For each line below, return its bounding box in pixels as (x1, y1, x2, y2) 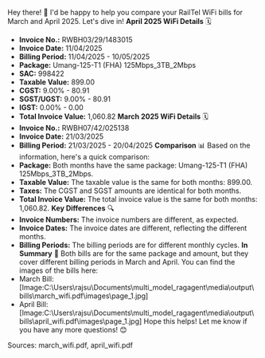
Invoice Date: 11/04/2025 (18, 44, 103, 53)
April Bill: (18, 300, 49, 309)
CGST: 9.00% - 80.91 (18, 86, 90, 95)
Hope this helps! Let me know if (143, 317, 247, 326)
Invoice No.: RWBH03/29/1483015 (18, 35, 133, 44)
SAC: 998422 (18, 69, 64, 78)
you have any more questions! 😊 (18, 325, 128, 334)
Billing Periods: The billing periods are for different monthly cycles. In (18, 240, 248, 250)
